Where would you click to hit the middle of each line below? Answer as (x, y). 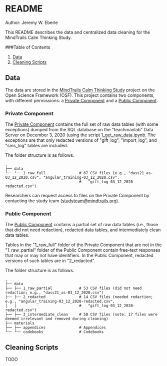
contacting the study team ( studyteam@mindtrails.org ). (62, 201)
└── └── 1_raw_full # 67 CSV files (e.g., (66, 173)
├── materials (20, 323)
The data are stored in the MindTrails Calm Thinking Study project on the (80, 90)
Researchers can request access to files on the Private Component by (77, 196)
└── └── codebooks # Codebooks (54, 332)
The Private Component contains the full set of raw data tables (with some (82, 124)
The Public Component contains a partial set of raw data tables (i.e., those (82, 225)
